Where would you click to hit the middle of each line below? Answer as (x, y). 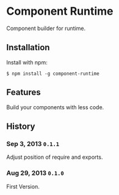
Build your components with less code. (55, 107)
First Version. (23, 186)
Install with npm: (27, 62)
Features (23, 92)
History (21, 126)
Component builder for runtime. (46, 28)
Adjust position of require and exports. (55, 157)
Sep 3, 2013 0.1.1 (33, 143)
